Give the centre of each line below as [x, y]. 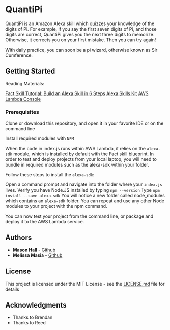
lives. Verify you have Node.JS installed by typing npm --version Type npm [83, 190]
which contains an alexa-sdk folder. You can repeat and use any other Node [85, 201]
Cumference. [19, 55]
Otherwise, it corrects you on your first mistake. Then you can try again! [81, 40]
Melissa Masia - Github [37, 255]
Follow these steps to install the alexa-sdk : [50, 175]
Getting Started [30, 71]
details [12, 289]
